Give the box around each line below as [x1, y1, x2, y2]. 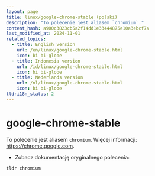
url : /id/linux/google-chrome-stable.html [17, 63, 123, 70]
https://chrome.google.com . [6, 142, 75, 149]
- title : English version [11, 42, 76, 48]
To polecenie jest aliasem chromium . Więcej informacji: [6, 136, 137, 143]
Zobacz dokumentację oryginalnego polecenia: [14, 154, 130, 161]
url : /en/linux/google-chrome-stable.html [17, 47, 123, 53]
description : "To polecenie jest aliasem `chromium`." [6, 19, 144, 25]
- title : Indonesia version [11, 58, 81, 64]
